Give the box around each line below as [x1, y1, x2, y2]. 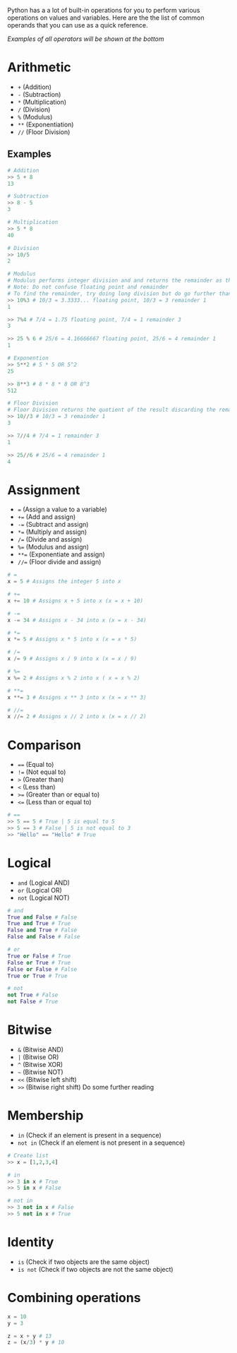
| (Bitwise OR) [17, 1053, 59, 1061]
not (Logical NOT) [17, 893, 70, 902]
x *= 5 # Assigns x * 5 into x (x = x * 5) [7, 636, 138, 643]
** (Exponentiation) [17, 120, 74, 129]
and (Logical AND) [17, 878, 71, 887]
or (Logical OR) [17, 886, 62, 894]
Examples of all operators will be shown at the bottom [7, 35, 164, 43]
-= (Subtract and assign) [17, 520, 89, 529]
